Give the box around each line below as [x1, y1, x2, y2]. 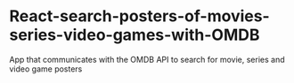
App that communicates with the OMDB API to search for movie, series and [9, 54, 285, 64]
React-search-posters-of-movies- [9, 6, 270, 26]
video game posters [9, 64, 83, 74]
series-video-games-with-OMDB [9, 25, 260, 45]
